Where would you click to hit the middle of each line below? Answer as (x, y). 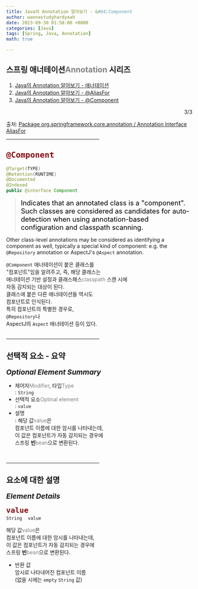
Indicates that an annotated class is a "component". (103, 203)
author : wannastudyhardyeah (41, 17)
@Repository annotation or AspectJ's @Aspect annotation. (75, 252)
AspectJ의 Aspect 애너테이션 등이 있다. (52, 324)
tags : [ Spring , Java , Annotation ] (49, 34)
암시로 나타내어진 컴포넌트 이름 (50, 572)
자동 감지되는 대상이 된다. (35, 287)
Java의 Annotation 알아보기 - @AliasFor (62, 92)
